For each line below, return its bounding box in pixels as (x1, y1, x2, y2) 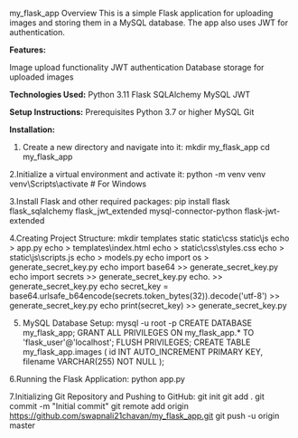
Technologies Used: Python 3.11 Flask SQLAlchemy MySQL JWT (9, 90, 251, 100)
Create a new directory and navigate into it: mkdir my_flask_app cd (22, 142, 271, 152)
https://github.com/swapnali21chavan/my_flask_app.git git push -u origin (9, 411, 280, 421)
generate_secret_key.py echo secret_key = (9, 281, 169, 291)
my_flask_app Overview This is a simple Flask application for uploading (9, 8, 274, 18)
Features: (9, 44, 47, 55)
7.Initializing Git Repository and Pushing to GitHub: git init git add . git (9, 391, 265, 402)
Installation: (9, 124, 56, 135)
